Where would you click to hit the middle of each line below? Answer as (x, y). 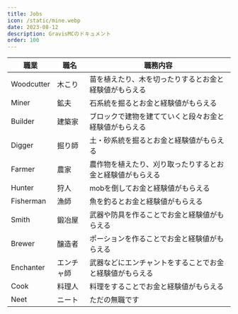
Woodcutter (31, 84)
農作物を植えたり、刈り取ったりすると (153, 164)
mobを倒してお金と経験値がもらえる (150, 189)
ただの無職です (114, 300)
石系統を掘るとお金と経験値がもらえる (153, 103)
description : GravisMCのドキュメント (59, 34)
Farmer (23, 169)
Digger (22, 145)
